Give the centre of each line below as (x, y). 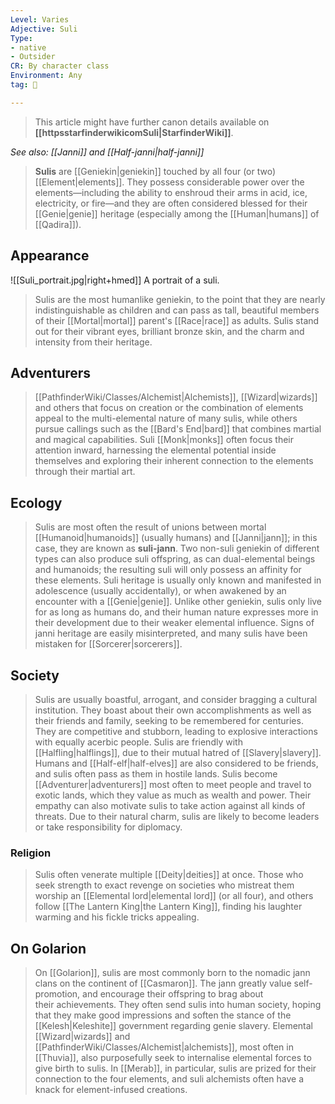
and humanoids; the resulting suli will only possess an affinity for (168, 570)
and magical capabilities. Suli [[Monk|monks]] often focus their (164, 440)
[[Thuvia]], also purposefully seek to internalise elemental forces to (173, 1058)
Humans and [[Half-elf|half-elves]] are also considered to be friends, (176, 763)
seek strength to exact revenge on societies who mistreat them (164, 885)
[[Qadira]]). (58, 224)
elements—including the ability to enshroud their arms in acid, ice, (171, 192)
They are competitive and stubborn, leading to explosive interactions (176, 731)
